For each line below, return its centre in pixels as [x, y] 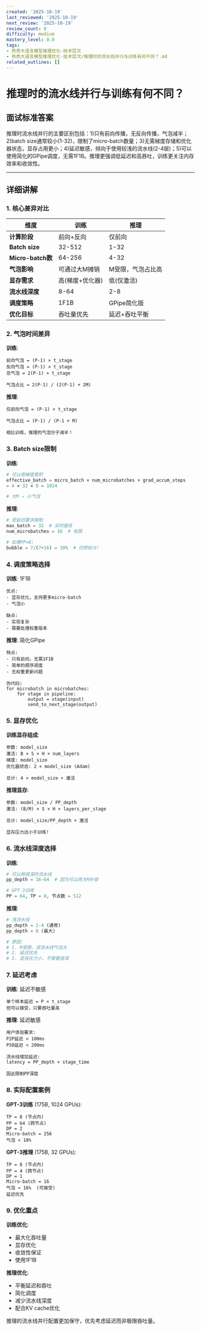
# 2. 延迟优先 [22, 953]
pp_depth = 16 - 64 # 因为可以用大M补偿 [52, 880]
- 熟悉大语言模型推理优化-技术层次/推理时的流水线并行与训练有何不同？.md [87, 56]
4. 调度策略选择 [28, 564]
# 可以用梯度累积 [25, 474]
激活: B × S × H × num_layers [43, 754]
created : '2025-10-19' [34, 12]
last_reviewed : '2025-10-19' [42, 17]
